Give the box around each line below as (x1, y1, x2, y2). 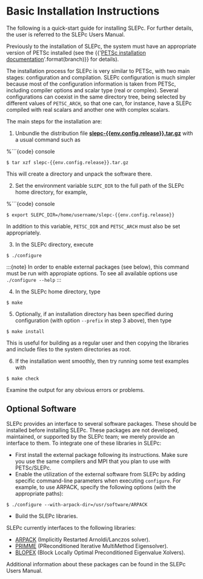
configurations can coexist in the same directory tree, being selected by (6, 93, 186, 100)
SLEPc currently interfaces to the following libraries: (6, 524, 136, 531)
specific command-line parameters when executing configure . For (15, 477, 181, 484)
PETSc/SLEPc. (15, 464, 52, 471)
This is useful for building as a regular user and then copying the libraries (6, 339, 189, 346)
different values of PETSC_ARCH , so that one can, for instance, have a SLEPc (6, 99, 192, 107)
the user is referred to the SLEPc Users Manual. (6, 30, 125, 38)
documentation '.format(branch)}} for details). (6, 55, 119, 63)
